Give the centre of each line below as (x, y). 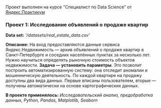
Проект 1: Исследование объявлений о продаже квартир (77, 25)
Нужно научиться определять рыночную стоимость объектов (70, 60)
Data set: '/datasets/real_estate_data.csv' (48, 35)
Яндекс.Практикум (25, 12)
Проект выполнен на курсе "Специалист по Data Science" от (69, 7)
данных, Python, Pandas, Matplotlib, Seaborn (52, 100)
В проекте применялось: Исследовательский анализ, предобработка (79, 95)
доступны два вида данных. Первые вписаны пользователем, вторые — (81, 81)
